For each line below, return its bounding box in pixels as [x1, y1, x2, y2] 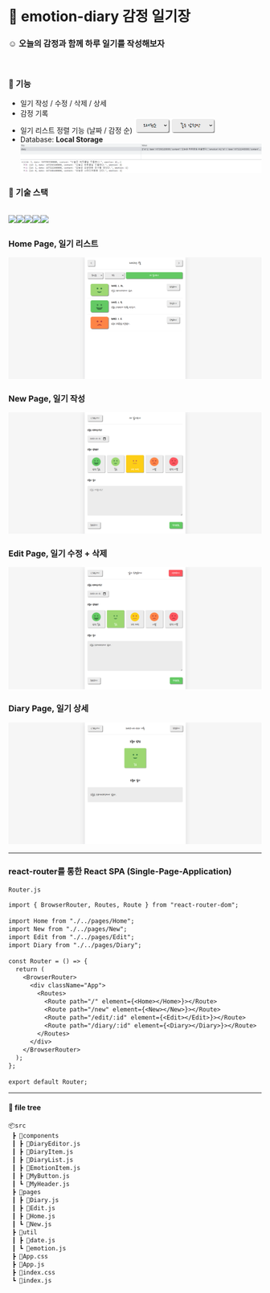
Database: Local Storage [19, 134, 104, 144]
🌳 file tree [8, 1102, 42, 1112]
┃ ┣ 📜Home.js [11, 1212, 56, 1220]
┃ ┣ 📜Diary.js [11, 1196, 59, 1204]
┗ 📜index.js [11, 1276, 52, 1284]
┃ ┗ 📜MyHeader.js [11, 1180, 70, 1188]
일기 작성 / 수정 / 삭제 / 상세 [19, 98, 107, 108]
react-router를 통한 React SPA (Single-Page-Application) [8, 866, 232, 877]
